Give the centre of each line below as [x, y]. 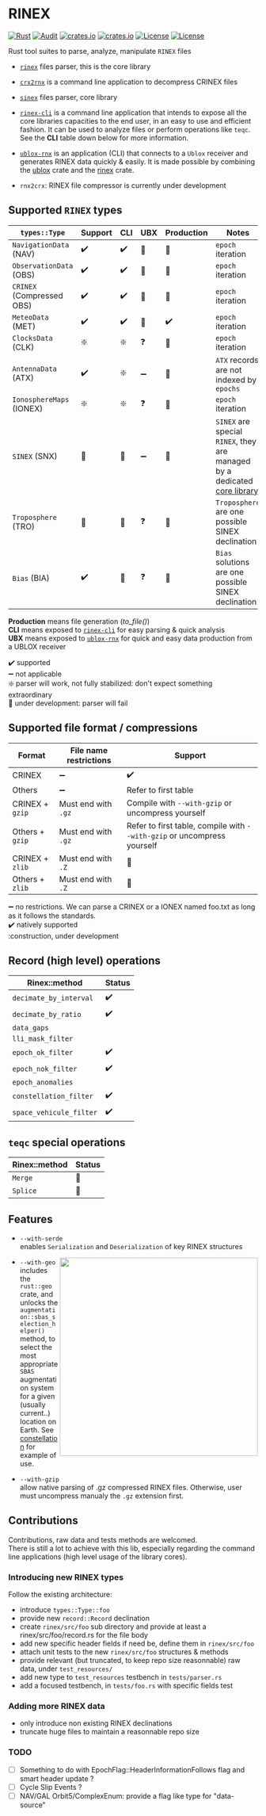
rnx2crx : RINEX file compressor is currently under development [123, 185]
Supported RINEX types [65, 210]
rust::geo [36, 1286]
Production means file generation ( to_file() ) [79, 621]
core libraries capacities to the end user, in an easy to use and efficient [135, 120]
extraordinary [30, 694]
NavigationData [41, 245]
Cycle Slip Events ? [51, 1787]
